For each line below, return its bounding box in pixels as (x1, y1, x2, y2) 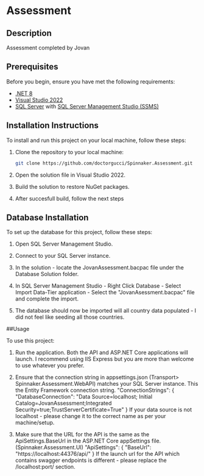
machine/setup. (15, 419, 55, 427)
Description (6, 28, 52, 38)
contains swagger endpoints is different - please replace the (15, 456, 167, 464)
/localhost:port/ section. (15, 463, 76, 471)
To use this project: (6, 337, 55, 344)
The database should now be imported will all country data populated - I (15, 307, 197, 314)
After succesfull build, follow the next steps (15, 194, 124, 202)
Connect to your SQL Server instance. (15, 252, 111, 260)
